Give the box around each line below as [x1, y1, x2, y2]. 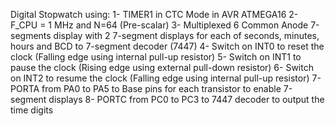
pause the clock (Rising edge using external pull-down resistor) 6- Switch [10, 62, 314, 73]
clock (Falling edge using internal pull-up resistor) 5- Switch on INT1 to [10, 51, 302, 63]
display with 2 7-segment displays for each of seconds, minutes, [53, 30, 320, 41]
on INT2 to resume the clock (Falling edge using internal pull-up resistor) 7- [10, 72, 322, 84]
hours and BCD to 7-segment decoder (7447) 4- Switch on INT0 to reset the [10, 40, 325, 52]
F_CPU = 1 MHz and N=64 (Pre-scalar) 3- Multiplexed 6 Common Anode [10, 19, 309, 31]
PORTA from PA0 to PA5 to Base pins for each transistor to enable [10, 83, 282, 94]
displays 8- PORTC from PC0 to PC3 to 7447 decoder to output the [48, 94, 325, 105]
